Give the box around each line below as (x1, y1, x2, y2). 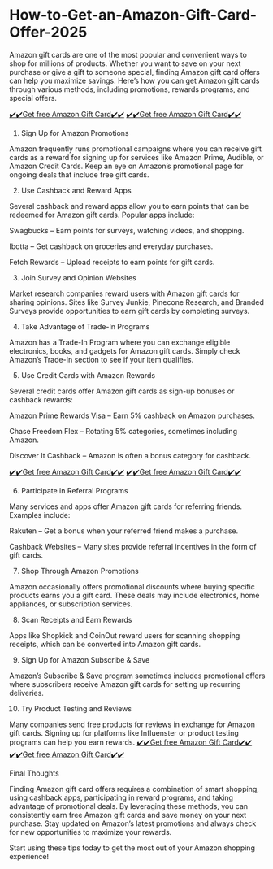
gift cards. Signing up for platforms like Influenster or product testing (9, 728, 239, 737)
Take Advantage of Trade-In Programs (20, 321, 150, 331)
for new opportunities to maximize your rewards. (9, 827, 172, 836)
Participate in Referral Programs (20, 485, 128, 495)
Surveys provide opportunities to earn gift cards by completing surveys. (9, 306, 250, 315)
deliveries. (9, 688, 44, 697)
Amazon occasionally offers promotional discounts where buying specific (9, 581, 255, 591)
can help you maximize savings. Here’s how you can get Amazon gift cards (9, 76, 260, 85)
